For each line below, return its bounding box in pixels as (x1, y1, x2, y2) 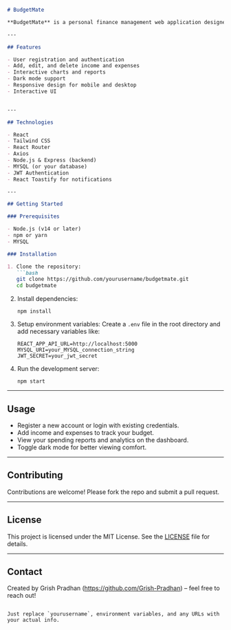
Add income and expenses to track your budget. (16, 428, 155, 436)
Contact (7, 565, 43, 577)
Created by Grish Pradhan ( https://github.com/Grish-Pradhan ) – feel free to (7, 584, 220, 592)
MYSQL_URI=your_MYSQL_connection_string (16, 347, 135, 354)
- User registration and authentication (7, 56, 125, 63)
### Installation (7, 251, 57, 258)
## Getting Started (7, 201, 63, 207)
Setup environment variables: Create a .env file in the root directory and (16, 320, 221, 328)
